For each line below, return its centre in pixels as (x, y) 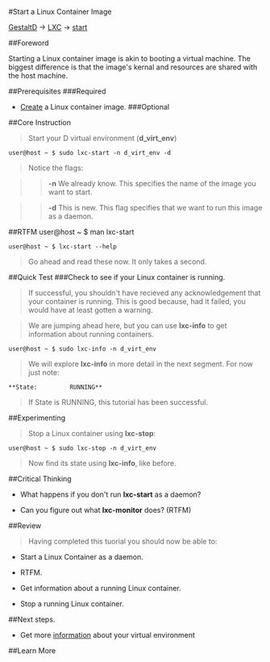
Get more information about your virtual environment (108, 635)
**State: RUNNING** (56, 387)
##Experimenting (37, 418)
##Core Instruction (39, 123)
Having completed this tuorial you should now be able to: (123, 541)
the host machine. (38, 75)
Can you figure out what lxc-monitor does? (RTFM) (106, 510)
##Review (25, 526)
